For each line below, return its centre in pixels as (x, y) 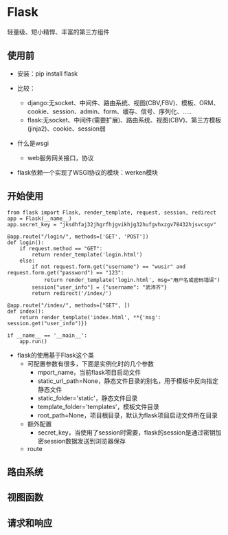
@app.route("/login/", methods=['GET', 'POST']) (78, 237)
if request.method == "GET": (61, 248)
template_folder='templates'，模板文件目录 (98, 406)
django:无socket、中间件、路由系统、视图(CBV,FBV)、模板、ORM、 (123, 102)
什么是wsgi (33, 143)
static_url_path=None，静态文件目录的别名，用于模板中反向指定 (128, 381)
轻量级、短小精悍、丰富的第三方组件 (58, 32)
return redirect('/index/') (72, 293)
